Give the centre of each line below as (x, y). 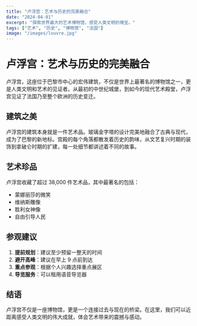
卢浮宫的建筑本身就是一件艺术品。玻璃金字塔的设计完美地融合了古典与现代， (98, 132)
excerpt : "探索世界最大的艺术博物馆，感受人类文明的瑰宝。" (71, 22)
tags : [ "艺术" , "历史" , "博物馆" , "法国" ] (55, 28)
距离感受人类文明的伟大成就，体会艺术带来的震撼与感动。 (75, 317)
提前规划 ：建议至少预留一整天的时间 (58, 252)
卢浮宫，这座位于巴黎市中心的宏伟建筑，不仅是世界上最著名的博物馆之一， (96, 82)
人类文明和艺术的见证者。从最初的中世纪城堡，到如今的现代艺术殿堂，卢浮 (101, 89)
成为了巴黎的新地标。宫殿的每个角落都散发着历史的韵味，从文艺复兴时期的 (96, 139)
